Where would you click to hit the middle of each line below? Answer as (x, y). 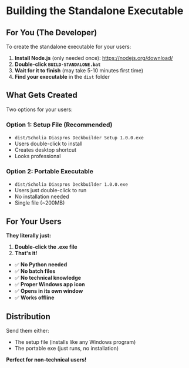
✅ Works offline (34, 297)
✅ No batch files (35, 271)
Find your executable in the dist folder (62, 77)
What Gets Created (42, 95)
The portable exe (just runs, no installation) (67, 349)
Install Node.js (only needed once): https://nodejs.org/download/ (94, 58)
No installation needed (42, 197)
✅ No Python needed (41, 265)
